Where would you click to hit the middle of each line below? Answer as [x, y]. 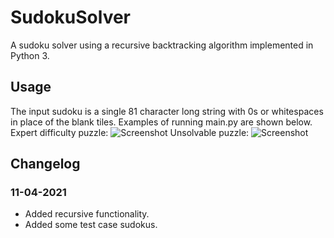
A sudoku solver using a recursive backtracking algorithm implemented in [162, 45]
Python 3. [30, 55]
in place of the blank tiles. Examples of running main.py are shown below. [161, 122]
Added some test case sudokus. [91, 225]
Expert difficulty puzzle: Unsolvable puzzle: [130, 132]
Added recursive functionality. [87, 214]
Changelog [45, 164]
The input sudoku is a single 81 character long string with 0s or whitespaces [167, 111]
